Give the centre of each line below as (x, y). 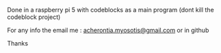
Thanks (18, 43)
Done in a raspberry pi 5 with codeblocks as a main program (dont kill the (110, 10)
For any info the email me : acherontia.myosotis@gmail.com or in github (108, 30)
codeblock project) (34, 17)
